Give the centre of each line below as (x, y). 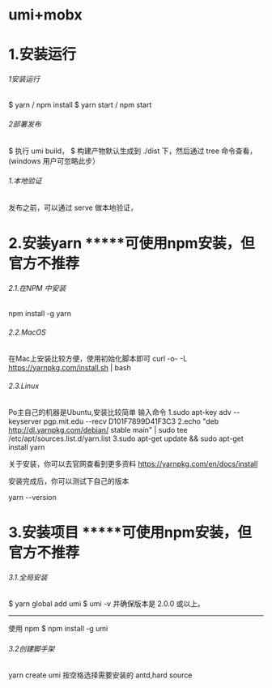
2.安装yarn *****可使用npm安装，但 (132, 244)
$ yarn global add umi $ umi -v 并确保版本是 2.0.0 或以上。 (106, 604)
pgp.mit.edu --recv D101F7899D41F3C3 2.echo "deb (131, 421)
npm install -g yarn (40, 314)
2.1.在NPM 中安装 (37, 288)
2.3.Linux (24, 386)
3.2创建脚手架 (32, 648)
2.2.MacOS (28, 332)
